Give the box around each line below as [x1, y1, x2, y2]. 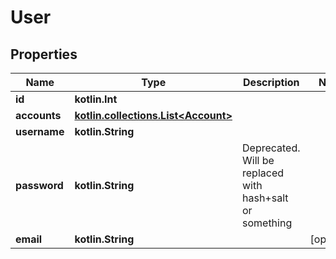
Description [243, 76, 300, 89]
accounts [15, 109, 62, 122]
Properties [10, 46, 78, 63]
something [242, 216, 293, 230]
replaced [242, 166, 285, 180]
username [15, 125, 65, 138]
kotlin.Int [74, 92, 118, 106]
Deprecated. [242, 141, 301, 155]
